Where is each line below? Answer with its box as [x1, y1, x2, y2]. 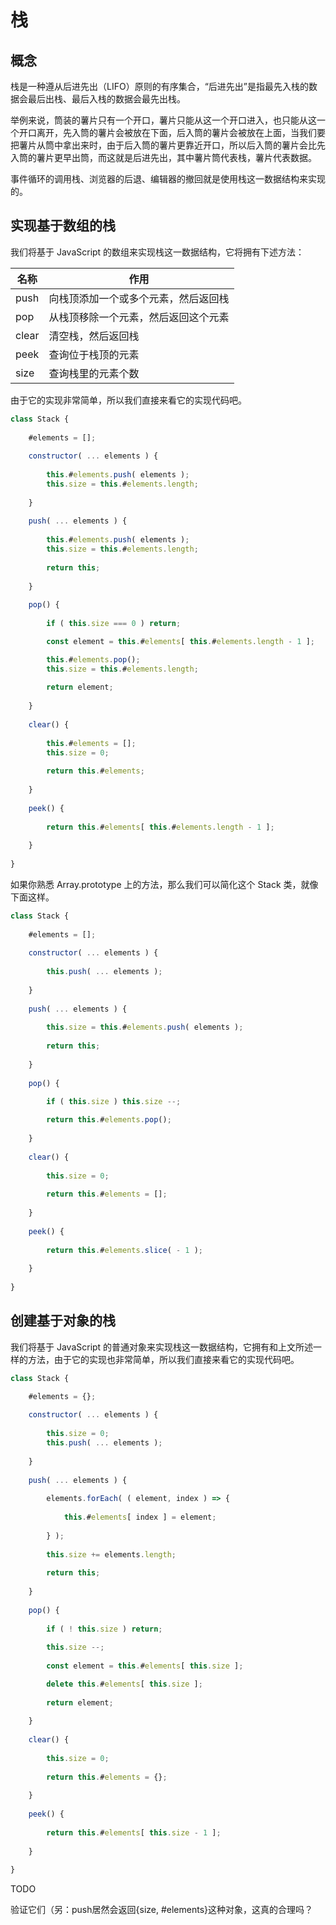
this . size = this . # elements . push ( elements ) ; [46, 1022, 244, 1033]
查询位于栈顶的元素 [48, 347, 140, 361]
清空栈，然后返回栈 [48, 329, 140, 343]
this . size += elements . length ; [46, 1549, 177, 1560]
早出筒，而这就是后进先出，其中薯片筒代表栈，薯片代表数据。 [62, 152, 317, 163]
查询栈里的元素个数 [48, 366, 140, 380]
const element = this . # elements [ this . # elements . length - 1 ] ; [46, 636, 316, 646]
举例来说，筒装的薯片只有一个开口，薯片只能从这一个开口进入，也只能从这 [10, 114, 317, 126]
